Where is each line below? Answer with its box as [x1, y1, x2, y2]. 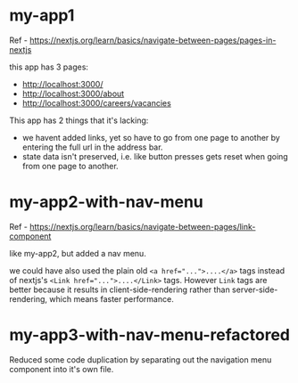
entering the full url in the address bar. [21, 142, 163, 152]
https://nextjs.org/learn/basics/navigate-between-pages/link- [29, 221, 256, 232]
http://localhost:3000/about [21, 88, 125, 99]
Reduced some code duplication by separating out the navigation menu [9, 354, 272, 365]
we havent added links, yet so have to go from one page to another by [21, 132, 281, 143]
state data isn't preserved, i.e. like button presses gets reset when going [21, 151, 288, 161]
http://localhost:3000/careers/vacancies [21, 97, 171, 108]
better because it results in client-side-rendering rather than [9, 284, 230, 295]
